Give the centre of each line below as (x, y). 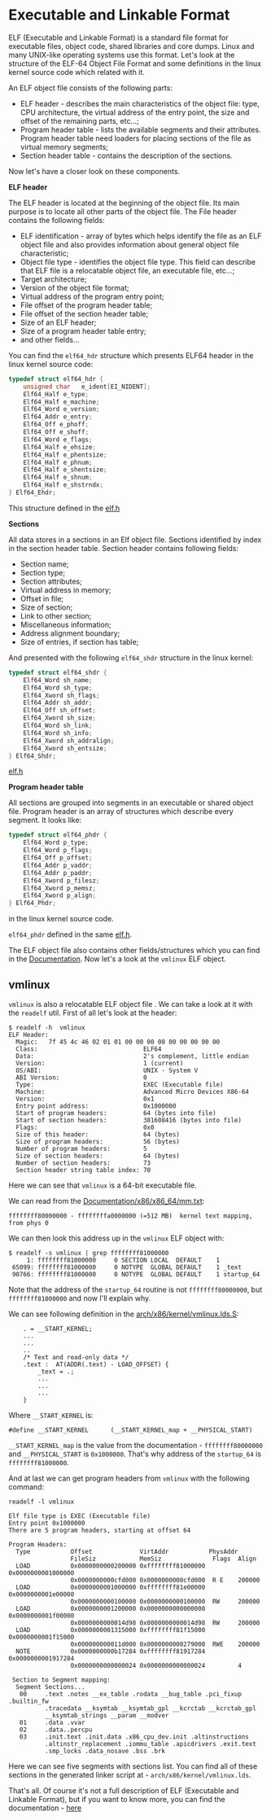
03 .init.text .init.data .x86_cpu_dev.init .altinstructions (134, 1737)
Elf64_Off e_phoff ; (56, 425)
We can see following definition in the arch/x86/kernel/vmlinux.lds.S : (124, 1314)
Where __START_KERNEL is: (51, 1415)
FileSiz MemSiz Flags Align (163, 1559)
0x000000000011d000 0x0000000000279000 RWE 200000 (165, 1644)
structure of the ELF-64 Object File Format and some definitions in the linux (135, 63)
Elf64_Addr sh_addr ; (58, 703)
